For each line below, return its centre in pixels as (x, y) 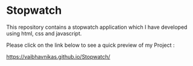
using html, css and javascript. (44, 33)
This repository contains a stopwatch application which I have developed (97, 27)
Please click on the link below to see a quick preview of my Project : (90, 45)
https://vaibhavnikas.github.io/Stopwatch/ (58, 56)
